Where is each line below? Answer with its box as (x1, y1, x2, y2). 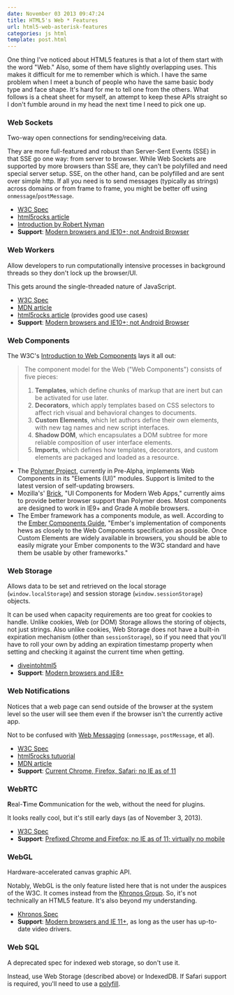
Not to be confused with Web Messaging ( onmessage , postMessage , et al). (7, 730, 215, 739)
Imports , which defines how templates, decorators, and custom (34, 446, 219, 454)
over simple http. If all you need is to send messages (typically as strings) (7, 177, 219, 186)
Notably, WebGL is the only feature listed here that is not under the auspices (7, 881, 227, 890)
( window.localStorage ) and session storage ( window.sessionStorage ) (7, 589, 203, 598)
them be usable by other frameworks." (17, 549, 129, 557)
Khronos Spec (17, 910, 59, 919)
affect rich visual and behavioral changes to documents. (34, 409, 197, 417)
